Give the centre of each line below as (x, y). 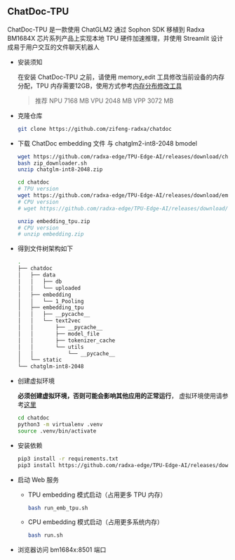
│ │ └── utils (51, 347)
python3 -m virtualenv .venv (60, 425)
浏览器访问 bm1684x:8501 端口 (62, 550)
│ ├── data (36, 275)
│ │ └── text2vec (49, 321)
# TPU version (38, 189)
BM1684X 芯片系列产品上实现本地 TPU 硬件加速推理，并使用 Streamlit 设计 (115, 38)
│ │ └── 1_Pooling (51, 301)
